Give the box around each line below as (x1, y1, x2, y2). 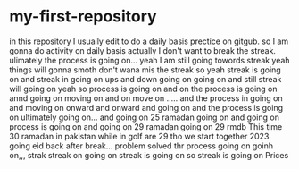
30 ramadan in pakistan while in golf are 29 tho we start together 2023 (9, 131, 270, 141)
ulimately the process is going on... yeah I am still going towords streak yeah (9, 55, 290, 65)
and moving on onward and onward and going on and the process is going (9, 102, 284, 113)
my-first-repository (9, 6, 158, 27)
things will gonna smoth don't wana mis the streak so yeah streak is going (9, 64, 281, 75)
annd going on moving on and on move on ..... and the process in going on (9, 92, 283, 104)
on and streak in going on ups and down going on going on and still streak (9, 73, 282, 84)
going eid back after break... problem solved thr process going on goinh (9, 140, 274, 151)
